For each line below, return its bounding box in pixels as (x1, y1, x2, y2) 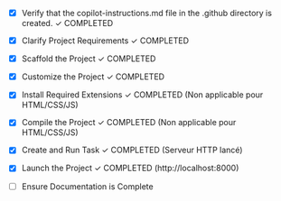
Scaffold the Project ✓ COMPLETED (21, 53, 156, 64)
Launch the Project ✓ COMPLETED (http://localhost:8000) (21, 162, 239, 174)
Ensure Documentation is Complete (21, 180, 155, 192)
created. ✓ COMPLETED (21, 18, 114, 29)
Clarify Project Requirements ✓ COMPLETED (21, 35, 190, 46)
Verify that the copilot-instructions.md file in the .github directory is (21, 8, 273, 18)
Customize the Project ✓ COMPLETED (21, 71, 164, 82)
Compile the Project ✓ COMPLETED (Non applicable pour (21, 117, 237, 128)
